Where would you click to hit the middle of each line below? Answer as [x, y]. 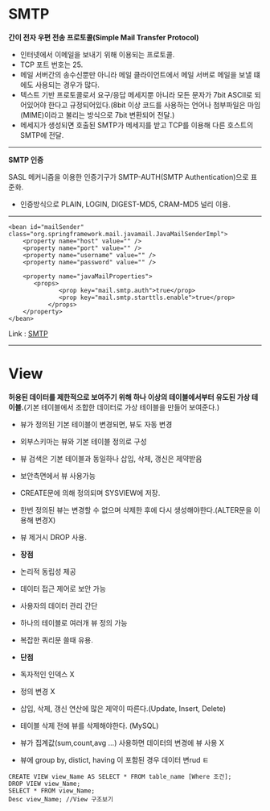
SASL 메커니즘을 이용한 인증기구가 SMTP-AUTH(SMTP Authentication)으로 [129, 177]
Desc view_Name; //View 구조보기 [61, 799]
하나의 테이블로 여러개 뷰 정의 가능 [74, 622]
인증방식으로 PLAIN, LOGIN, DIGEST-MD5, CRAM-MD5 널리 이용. [125, 204]
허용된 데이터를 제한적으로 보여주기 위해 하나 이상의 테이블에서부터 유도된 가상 [129, 397]
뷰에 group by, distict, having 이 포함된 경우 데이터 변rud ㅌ [115, 759]
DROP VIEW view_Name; [45, 784]
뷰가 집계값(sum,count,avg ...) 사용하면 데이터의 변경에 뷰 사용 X [122, 742]
